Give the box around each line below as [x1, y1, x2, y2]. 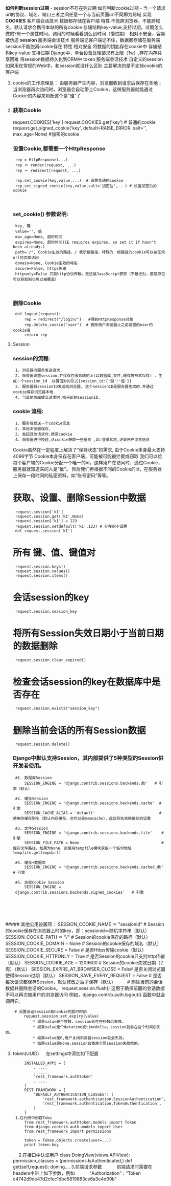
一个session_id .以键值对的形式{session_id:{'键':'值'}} [16, 379, 132, 384]
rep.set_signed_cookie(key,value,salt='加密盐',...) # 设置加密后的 [15, 183, 157, 188]
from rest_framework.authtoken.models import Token [24, 1119, 137, 1125]
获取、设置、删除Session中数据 [12, 492, 146, 504]
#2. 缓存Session [15, 796, 48, 801]
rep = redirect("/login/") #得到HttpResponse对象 [24, 317, 134, 322]
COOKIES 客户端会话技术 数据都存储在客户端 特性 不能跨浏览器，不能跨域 [5, 18, 161, 24]
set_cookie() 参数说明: [12, 210, 68, 218]
